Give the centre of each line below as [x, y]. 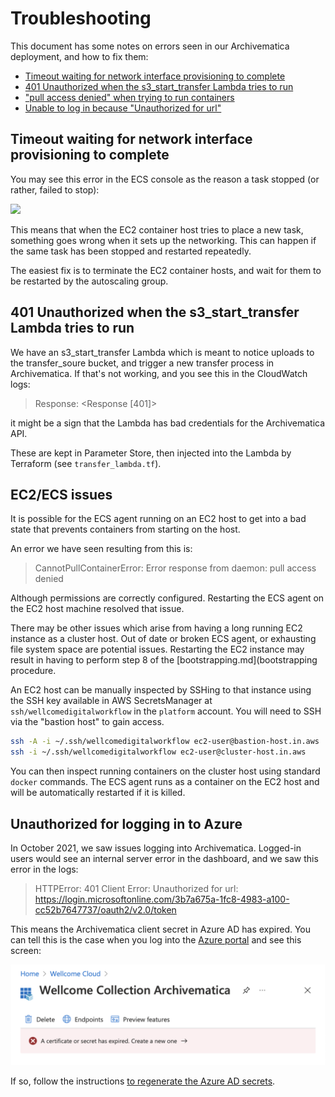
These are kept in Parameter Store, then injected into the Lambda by [151, 453]
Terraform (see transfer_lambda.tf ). [86, 463]
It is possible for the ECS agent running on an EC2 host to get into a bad [158, 519]
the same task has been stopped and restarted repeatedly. [131, 251]
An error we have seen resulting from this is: [101, 549]
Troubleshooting [81, 18]
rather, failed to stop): [55, 189]
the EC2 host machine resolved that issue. [97, 609]
